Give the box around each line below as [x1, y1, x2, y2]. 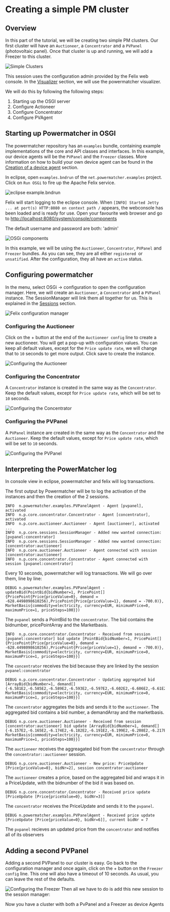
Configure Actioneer [12, 104, 56, 110]
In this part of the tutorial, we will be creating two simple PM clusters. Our [5, 37, 158, 43]
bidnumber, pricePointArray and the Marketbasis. [5, 622, 108, 628]
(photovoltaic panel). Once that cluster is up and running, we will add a [5, 48, 153, 54]
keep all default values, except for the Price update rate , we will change [5, 345, 157, 351]
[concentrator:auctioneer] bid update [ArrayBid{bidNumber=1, [5, 723, 139, 729]
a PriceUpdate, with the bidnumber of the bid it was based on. [5, 780, 135, 786]
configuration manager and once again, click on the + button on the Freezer [5, 865, 163, 871]
